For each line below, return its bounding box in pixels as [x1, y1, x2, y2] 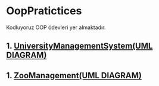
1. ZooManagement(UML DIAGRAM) [6, 70, 142, 81]
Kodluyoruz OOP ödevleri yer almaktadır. [6, 24, 106, 31]
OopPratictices [6, 4, 82, 18]
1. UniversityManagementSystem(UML [6, 41, 153, 51]
